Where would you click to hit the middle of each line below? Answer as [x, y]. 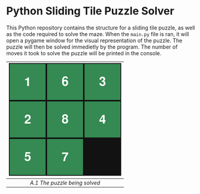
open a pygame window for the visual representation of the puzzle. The [94, 40]
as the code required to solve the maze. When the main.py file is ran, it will [98, 34]
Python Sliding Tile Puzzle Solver [90, 11]
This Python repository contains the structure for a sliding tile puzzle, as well [101, 28]
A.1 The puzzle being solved [65, 183]
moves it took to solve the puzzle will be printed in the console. [84, 53]
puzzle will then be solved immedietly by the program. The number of [92, 47]
